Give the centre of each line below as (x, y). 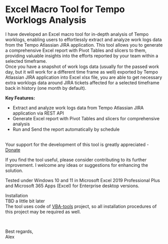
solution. (14, 170)
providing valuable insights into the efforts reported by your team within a (82, 56)
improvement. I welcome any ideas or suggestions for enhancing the (77, 165)
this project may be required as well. (43, 212)
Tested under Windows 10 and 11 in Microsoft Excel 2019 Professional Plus (83, 180)
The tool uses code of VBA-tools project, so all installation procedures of (81, 206)
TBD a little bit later (25, 201)
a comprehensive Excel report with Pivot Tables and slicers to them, (76, 50)
